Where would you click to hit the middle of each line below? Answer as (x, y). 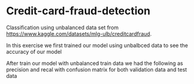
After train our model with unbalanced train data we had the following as (95, 63)
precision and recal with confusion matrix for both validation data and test (97, 69)
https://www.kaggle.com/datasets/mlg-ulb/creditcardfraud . (79, 33)
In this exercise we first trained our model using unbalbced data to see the (97, 45)
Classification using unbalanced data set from (62, 27)
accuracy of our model (34, 51)
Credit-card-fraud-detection (78, 11)
